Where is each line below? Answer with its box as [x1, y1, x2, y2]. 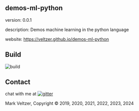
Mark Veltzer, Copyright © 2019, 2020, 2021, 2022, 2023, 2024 [5, 101, 134, 107]
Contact [5, 78, 31, 86]
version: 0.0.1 [5, 17, 32, 23]
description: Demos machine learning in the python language [5, 27, 129, 33]
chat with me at [5, 91, 37, 97]
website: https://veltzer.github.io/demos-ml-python [5, 36, 109, 42]
